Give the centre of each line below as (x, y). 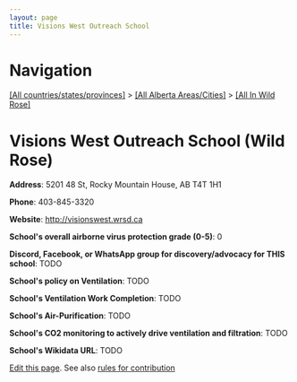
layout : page (34, 17)
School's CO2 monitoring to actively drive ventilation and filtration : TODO (148, 334)
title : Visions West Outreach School (80, 26)
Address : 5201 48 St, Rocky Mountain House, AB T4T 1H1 (115, 185)
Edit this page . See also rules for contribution (93, 368)
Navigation (51, 70)
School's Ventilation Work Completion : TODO (95, 299)
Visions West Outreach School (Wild (147, 141)
